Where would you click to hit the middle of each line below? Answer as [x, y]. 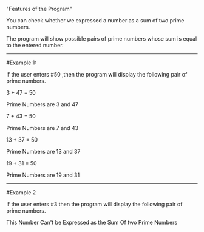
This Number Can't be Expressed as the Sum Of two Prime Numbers [92, 222]
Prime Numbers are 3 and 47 [42, 104]
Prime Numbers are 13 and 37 [43, 152]
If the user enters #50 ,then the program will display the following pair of [97, 74]
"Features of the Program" [39, 9]
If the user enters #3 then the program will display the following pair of [94, 204]
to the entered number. [35, 45]
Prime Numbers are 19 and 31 [43, 175]
